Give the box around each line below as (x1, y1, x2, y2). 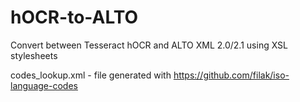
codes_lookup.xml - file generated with (10, 69, 172, 81)
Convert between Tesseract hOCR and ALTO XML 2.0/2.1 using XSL (10, 39, 288, 51)
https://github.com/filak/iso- (173, 69, 290, 81)
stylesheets (10, 49, 58, 61)
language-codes (10, 79, 78, 91)
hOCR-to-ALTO (10, 6, 139, 29)
